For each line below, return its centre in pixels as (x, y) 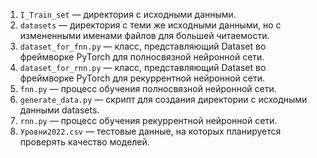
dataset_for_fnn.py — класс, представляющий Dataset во (143, 46)
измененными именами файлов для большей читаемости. (144, 35)
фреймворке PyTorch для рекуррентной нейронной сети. (142, 78)
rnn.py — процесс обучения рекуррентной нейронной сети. (148, 120)
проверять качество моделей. (84, 142)
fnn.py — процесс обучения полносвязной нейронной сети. (148, 88)
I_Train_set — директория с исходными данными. (128, 14)
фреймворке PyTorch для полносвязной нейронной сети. (142, 57)
